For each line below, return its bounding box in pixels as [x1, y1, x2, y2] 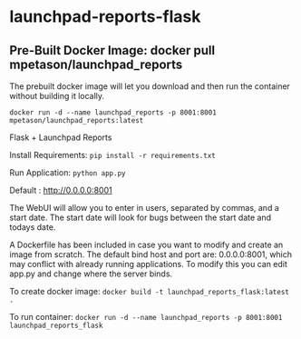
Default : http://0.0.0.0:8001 [9, 184, 112, 195]
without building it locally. [9, 91, 105, 101]
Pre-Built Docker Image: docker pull [9, 43, 216, 58]
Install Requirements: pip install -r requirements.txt [9, 150, 216, 160]
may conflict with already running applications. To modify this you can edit [9, 259, 288, 269]
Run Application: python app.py [9, 167, 126, 178]
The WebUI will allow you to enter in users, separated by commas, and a [9, 203, 279, 213]
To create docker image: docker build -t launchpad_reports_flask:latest [9, 286, 290, 296]
